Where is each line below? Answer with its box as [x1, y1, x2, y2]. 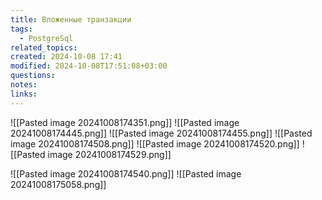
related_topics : [10, 42, 78, 53]
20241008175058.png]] [10, 178, 107, 190]
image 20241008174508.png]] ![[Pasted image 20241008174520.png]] [10, 137, 300, 150]
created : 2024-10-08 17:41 [10, 52, 123, 62]
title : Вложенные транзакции [10, 14, 132, 25]
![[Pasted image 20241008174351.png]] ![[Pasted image [10, 116, 240, 128]
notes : [10, 80, 38, 90]
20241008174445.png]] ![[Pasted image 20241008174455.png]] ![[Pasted [10, 127, 313, 139]
